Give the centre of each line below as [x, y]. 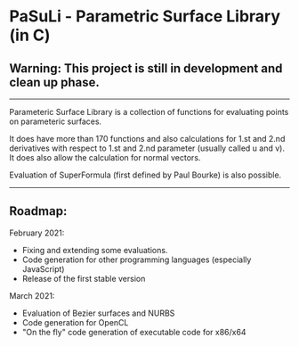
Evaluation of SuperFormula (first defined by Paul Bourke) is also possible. [145, 175]
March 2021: [32, 295]
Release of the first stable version [84, 278]
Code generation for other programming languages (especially [137, 259]
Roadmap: [38, 211]
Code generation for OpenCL [75, 322]
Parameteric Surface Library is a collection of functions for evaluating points [149, 112]
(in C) [30, 35]
